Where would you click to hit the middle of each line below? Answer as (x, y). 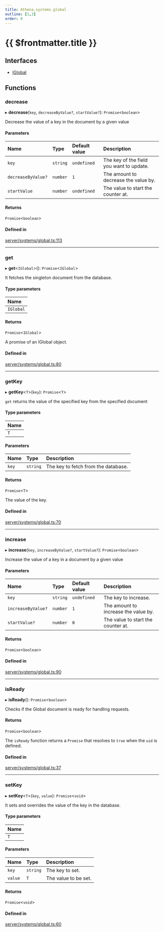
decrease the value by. (129, 180)
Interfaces (21, 61)
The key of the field (125, 160)
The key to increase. (127, 598)
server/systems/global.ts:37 (33, 768)
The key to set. (63, 870)
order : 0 (14, 19)
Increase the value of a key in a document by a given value (64, 559)
